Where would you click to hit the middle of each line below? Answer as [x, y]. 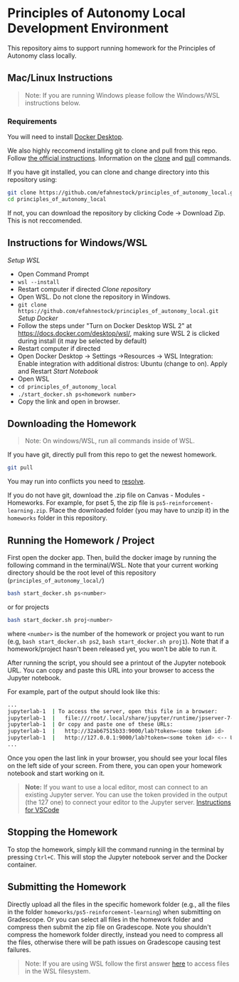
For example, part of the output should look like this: [84, 691]
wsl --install [38, 282]
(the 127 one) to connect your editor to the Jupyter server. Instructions [128, 802]
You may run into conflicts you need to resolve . [76, 481]
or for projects [28, 607]
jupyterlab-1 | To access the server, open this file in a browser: [113, 711]
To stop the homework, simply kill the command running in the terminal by [116, 849]
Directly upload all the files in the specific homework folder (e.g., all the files [119, 904]
